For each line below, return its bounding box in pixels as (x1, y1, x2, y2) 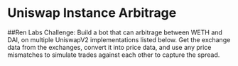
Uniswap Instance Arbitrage (7, 5, 177, 21)
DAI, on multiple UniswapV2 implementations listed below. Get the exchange (7, 35, 231, 44)
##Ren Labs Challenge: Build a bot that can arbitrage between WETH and (7, 28, 222, 37)
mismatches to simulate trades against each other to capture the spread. (7, 51, 220, 59)
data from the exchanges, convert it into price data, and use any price (7, 43, 212, 51)
